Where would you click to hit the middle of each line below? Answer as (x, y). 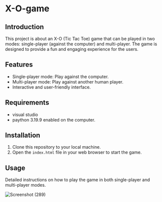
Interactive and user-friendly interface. (51, 87)
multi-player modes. (25, 185)
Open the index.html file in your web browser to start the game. (77, 152)
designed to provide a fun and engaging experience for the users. (72, 49)
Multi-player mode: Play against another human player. (68, 81)
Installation (23, 136)
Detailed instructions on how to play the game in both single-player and (78, 180)
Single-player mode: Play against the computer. (61, 77)
